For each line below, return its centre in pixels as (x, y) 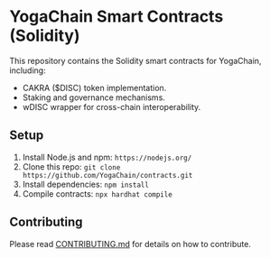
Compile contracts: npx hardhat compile (98, 193)
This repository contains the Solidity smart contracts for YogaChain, (135, 60)
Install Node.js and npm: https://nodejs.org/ (107, 157)
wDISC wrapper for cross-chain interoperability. (112, 106)
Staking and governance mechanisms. (93, 97)
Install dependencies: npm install (85, 184)
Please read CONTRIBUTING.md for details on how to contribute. (130, 244)
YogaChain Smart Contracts (116, 17)
